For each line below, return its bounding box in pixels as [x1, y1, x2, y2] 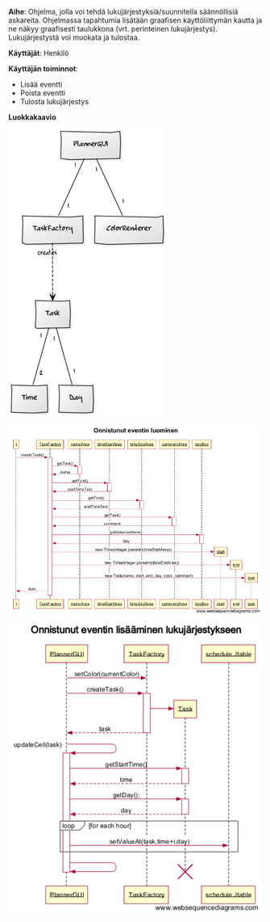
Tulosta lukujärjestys [19, 97, 89, 106]
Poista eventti [19, 88, 66, 98]
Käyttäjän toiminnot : [8, 64, 79, 74]
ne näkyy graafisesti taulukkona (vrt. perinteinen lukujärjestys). [8, 24, 218, 33]
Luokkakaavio [8, 112, 56, 122]
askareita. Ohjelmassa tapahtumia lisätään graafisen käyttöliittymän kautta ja [8, 15, 263, 25]
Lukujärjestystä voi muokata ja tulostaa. [8, 32, 140, 42]
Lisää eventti [19, 80, 63, 89]
